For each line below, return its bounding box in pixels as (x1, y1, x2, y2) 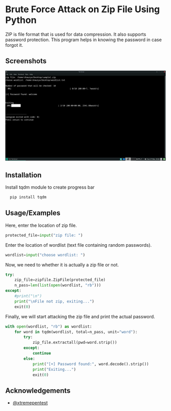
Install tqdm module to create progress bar (5, 184, 95, 190)
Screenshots (5, 57, 47, 66)
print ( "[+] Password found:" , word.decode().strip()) (32, 361, 149, 367)
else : (23, 356, 36, 361)
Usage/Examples (5, 209, 61, 217)
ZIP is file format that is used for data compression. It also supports (5, 31, 147, 37)
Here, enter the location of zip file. (5, 222, 77, 228)
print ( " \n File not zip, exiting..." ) (14, 299, 95, 304)
